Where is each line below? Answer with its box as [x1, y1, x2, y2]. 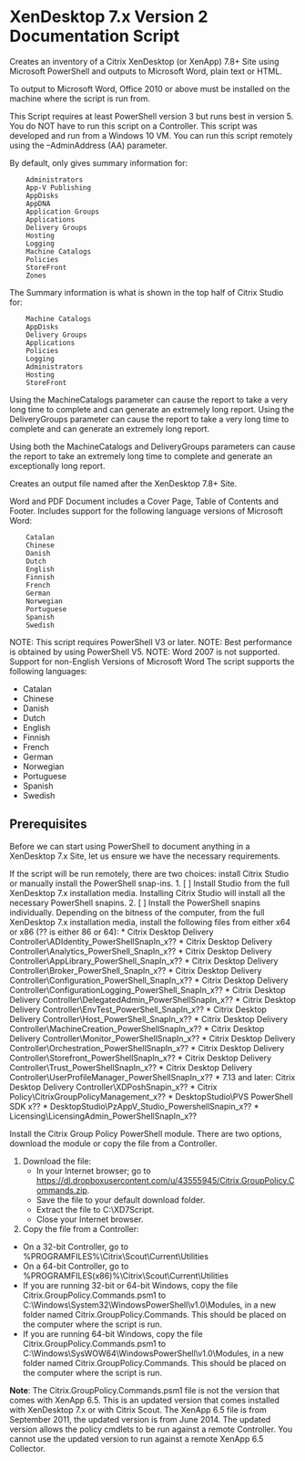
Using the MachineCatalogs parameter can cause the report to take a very [9, 394, 289, 405]
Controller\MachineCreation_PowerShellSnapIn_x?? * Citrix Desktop [9, 1023, 265, 1034]
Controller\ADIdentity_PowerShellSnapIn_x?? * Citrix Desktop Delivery [9, 935, 273, 946]
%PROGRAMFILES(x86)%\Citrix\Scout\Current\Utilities [22, 1270, 229, 1281]
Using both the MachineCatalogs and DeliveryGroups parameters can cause [9, 441, 296, 452]
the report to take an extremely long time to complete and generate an [9, 450, 273, 462]
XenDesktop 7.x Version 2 [9, 6, 208, 27]
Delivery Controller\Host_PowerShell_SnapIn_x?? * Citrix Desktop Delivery [9, 1013, 289, 1024]
